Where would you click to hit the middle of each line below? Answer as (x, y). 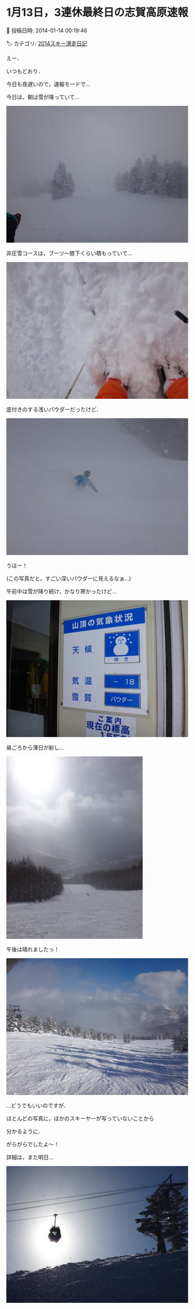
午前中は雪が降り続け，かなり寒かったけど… (61, 591)
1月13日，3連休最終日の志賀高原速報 (97, 12)
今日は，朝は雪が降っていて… (43, 97)
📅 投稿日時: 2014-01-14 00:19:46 (47, 30)
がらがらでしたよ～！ (33, 1144)
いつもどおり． (25, 71)
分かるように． (25, 1131)
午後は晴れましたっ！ (33, 949)
